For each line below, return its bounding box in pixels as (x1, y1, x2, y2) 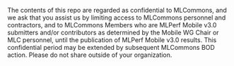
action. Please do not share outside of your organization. (7, 51, 172, 59)
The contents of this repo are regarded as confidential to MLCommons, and (7, 6, 228, 14)
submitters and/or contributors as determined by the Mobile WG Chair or (7, 28, 219, 37)
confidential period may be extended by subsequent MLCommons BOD (7, 44, 216, 51)
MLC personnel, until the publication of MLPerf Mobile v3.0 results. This (7, 36, 217, 44)
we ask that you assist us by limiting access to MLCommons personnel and (7, 13, 226, 22)
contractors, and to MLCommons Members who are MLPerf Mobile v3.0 (7, 21, 217, 29)
